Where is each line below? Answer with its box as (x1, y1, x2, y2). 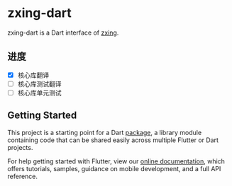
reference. (7, 172, 38, 180)
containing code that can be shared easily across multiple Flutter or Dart (7, 136, 219, 144)
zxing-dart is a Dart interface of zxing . (7, 28, 119, 37)
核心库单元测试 (17, 88, 62, 97)
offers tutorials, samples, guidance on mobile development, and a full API (7, 164, 221, 173)
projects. (7, 143, 33, 151)
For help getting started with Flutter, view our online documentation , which (7, 157, 226, 165)
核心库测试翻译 (17, 79, 62, 88)
